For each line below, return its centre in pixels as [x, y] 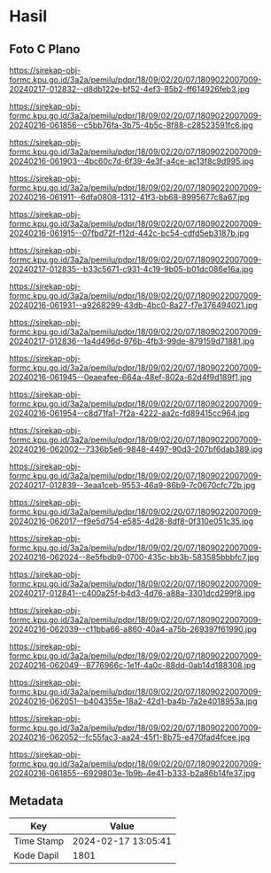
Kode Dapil [36, 855]
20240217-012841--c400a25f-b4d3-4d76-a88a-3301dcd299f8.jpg [132, 593]
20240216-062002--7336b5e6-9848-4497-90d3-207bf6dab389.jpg [136, 449]
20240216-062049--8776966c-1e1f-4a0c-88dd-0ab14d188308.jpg [133, 665]
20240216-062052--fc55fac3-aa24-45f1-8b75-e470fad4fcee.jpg [130, 737]
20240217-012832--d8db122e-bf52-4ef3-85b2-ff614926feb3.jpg [129, 89]
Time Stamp [39, 841]
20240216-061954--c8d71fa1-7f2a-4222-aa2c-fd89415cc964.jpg [129, 413]
